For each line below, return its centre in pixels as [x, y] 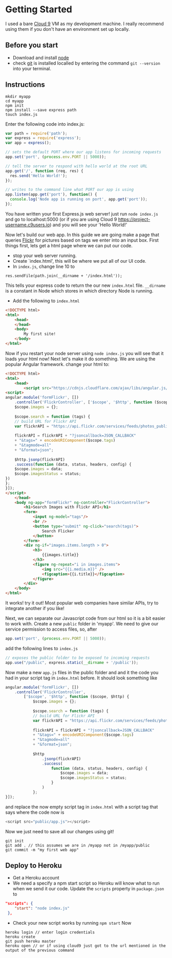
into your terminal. [32, 68]
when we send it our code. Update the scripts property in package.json [88, 889]
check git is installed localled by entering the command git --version [86, 63]
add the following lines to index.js [42, 648]
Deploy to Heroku [34, 865]
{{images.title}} [60, 555]
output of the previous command [40, 950]
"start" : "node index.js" [42, 908]
